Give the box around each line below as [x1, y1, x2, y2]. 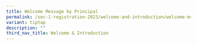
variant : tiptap [6, 19, 46, 25]
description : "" [6, 25, 46, 31]
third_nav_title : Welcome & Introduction [6, 30, 109, 36]
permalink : [6, 14, 33, 20]
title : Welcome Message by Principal [6, 8, 98, 15]
